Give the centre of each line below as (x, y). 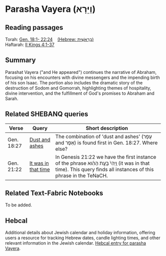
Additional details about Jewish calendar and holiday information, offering (80, 233)
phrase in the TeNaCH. (82, 176)
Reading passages (34, 28)
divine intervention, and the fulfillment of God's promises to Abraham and (80, 93)
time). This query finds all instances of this (104, 169)
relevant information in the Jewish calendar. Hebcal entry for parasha (76, 243)
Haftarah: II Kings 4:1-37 (30, 45)
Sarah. (12, 98)
